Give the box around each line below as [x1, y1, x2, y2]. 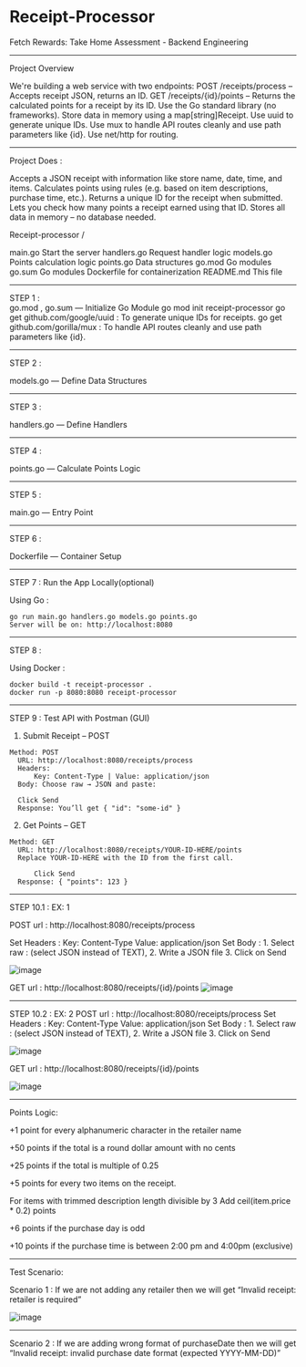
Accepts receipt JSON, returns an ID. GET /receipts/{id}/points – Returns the [9, 89, 296, 101]
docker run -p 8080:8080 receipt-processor [9, 688, 178, 697]
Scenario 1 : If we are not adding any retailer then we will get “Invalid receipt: [9, 1284, 297, 1295]
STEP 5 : [9, 489, 42, 500]
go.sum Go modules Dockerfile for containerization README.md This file [9, 266, 283, 277]
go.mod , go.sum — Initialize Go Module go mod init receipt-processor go [9, 302, 286, 313]
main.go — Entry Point [9, 506, 94, 517]
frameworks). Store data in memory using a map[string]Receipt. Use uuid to [9, 109, 294, 120]
